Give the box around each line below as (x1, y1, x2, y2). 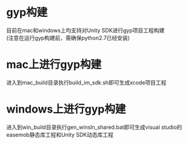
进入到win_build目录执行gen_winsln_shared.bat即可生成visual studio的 (6, 123, 183, 131)
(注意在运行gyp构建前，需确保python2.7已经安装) (6, 34, 130, 41)
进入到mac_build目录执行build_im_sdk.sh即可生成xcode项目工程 (6, 79, 167, 86)
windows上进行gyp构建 (6, 102, 126, 116)
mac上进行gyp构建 (6, 58, 102, 71)
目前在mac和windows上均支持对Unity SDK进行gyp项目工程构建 (6, 27, 165, 34)
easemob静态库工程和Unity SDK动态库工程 (6, 131, 114, 138)
